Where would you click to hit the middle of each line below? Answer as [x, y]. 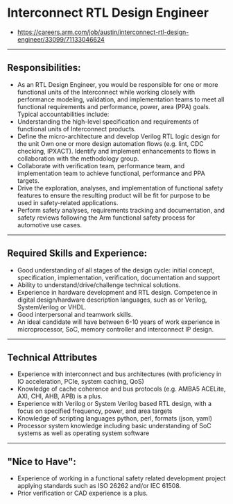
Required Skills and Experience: [77, 253]
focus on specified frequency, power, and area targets [95, 411]
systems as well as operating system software [83, 433]
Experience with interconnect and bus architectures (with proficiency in [119, 374]
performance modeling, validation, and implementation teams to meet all [121, 99]
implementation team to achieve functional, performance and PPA [111, 173]
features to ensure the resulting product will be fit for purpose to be [113, 195]
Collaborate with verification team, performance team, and [101, 165]
